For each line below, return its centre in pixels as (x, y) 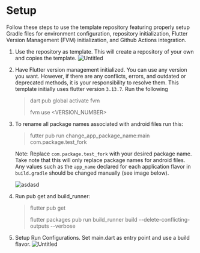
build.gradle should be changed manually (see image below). (92, 173)
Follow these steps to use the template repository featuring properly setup (98, 27)
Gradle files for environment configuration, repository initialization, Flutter (97, 33)
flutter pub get (48, 208)
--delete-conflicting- (164, 219)
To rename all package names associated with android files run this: (99, 123)
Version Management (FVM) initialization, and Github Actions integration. (96, 40)
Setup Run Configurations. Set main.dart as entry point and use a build (102, 237)
